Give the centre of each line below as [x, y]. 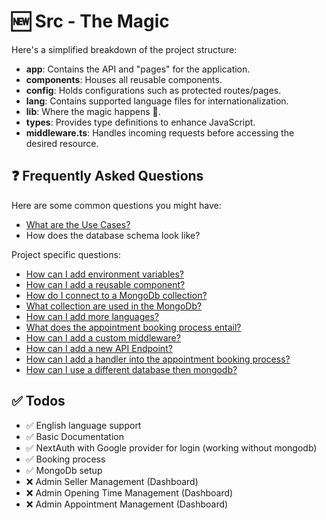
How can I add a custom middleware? [103, 337]
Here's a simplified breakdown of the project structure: [124, 49]
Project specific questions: [66, 254]
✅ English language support [83, 425]
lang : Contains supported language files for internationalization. [157, 101]
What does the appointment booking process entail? [133, 327]
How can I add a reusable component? [105, 284]
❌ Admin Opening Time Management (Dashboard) [129, 492]
